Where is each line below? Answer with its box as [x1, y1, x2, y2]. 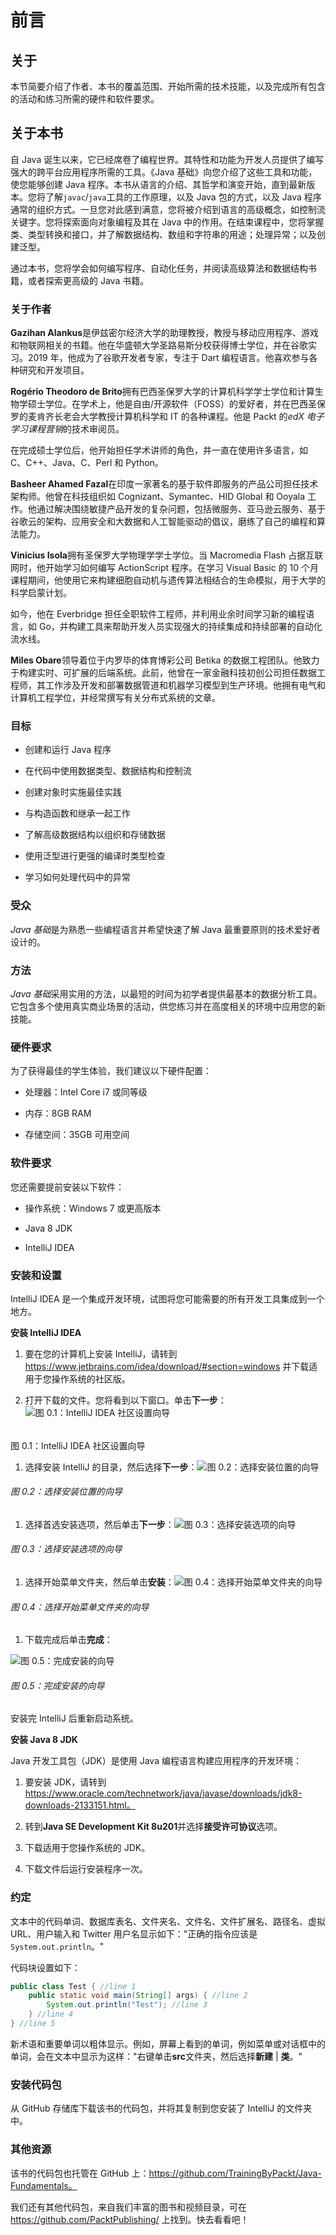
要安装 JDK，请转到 [24, 1776, 107, 1788]
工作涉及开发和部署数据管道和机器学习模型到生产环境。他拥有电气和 [44, 679, 326, 691]
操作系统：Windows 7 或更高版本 [24, 1202, 162, 1214]
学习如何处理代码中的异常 [24, 871, 131, 883]
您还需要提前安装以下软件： [10, 1181, 125, 1193]
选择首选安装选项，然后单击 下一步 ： [24, 1518, 175, 1530]
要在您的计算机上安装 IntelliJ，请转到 [24, 1347, 178, 1360]
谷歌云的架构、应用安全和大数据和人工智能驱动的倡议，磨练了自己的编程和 [10, 516, 317, 528]
